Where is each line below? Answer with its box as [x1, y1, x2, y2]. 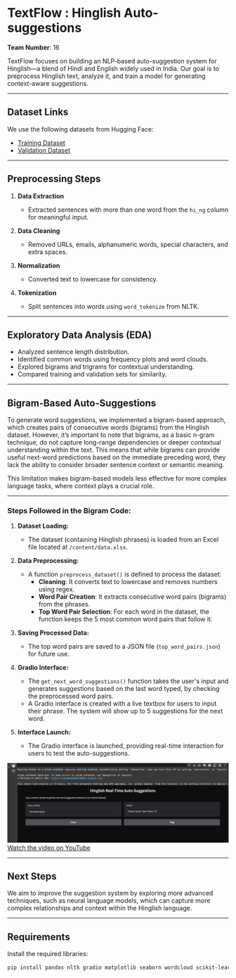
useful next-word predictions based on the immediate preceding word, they [7, 453, 226, 462]
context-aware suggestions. [7, 79, 89, 87]
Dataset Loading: [17, 522, 69, 531]
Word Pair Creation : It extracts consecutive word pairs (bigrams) [38, 592, 227, 601]
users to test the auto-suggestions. [27, 749, 130, 758]
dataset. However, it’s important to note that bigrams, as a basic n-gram [7, 431, 215, 439]
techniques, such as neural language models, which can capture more [7, 896, 211, 905]
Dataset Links [7, 106, 69, 118]
